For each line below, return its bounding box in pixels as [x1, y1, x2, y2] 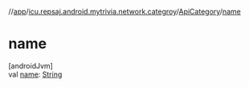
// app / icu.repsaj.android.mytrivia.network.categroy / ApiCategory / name [8, 7, 241, 16]
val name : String [8, 69, 63, 79]
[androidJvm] [8, 61, 54, 70]
